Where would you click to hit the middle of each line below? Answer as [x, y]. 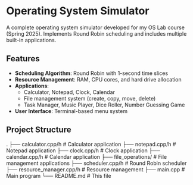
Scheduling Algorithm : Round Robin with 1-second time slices [91, 73]
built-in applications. [31, 40]
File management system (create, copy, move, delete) [90, 98]
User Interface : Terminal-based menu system [71, 111]
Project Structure [39, 130]
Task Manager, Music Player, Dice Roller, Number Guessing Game [104, 105]
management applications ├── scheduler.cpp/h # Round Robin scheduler [96, 163]
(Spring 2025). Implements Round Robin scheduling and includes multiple [96, 33]
